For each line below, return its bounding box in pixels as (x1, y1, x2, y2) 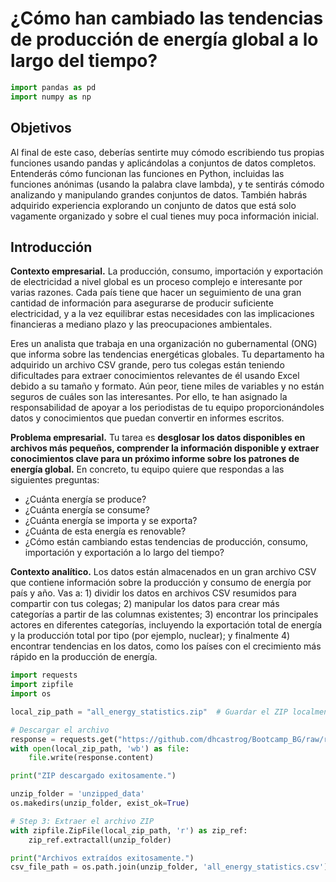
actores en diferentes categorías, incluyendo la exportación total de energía (10, 619, 323, 631)
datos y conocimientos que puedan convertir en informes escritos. (10, 412, 285, 424)
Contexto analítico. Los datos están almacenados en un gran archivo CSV (10, 566, 317, 578)
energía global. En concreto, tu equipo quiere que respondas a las (10, 463, 285, 476)
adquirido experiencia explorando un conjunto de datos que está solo (10, 199, 297, 211)
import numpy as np (10, 92, 92, 102)
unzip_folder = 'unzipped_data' (10, 789, 145, 799)
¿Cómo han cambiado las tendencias (10, 7, 324, 30)
